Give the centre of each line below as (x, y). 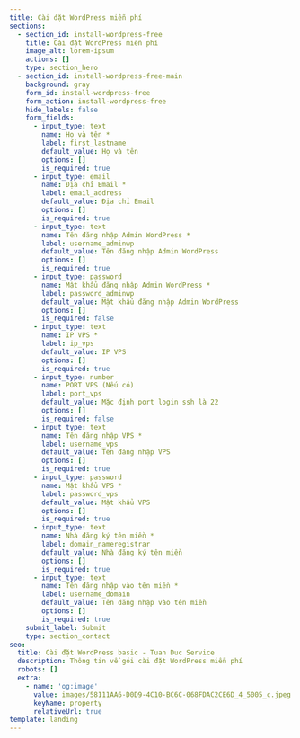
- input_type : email (71, 176)
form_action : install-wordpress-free (96, 101)
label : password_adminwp (88, 293)
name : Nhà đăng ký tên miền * (98, 536)
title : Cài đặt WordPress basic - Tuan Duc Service (116, 653)
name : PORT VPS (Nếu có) (88, 386)
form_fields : (50, 118)
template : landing (44, 720)
